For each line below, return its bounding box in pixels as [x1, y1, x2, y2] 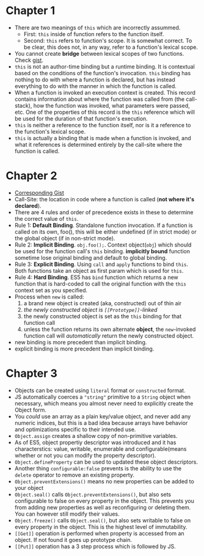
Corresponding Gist [14, 189, 65, 196]
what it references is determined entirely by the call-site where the [14, 141, 183, 148]
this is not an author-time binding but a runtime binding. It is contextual [14, 62, 195, 70]
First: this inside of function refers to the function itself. [23, 30, 164, 37]
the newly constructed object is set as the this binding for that [23, 313, 181, 320]
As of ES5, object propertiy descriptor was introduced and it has [14, 439, 177, 446]
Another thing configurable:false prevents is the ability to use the [14, 464, 182, 472]
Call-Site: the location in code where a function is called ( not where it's [14, 195, 195, 202]
